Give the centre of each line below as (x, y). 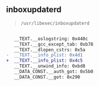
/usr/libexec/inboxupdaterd (55, 23)
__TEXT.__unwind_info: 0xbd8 (49, 66)
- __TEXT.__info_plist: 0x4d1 (44, 55)
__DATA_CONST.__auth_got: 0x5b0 (54, 72)
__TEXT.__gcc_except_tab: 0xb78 (54, 44)
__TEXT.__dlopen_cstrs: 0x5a (49, 49)
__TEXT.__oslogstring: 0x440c (51, 39)
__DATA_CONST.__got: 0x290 (47, 77)
